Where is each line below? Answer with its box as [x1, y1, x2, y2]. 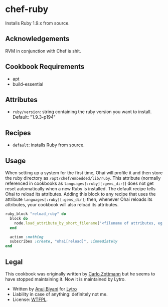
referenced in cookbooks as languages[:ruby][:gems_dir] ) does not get [5, 180, 154, 186]
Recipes [5, 129, 31, 137]
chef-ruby [5, 4, 49, 15]
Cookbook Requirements [5, 63, 85, 71]
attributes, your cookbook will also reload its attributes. [5, 202, 119, 207]
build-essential [12, 81, 44, 87]
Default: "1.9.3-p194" [12, 114, 56, 120]
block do [10, 216, 28, 221]
